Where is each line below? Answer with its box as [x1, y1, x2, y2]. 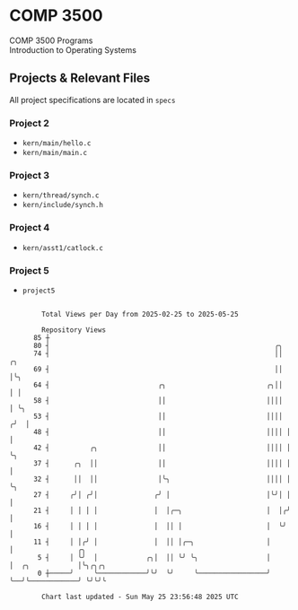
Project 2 [9, 117, 49, 129]
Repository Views [41, 325, 106, 335]
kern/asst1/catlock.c [22, 243, 103, 252]
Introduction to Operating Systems [9, 44, 137, 55]
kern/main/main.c [22, 149, 88, 158]
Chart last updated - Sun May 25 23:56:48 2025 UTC [41, 592, 240, 601]
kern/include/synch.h [22, 201, 103, 210]
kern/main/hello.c [22, 139, 92, 148]
